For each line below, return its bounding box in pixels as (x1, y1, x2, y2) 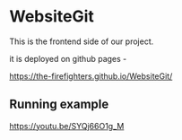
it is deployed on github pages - (9, 53, 127, 64)
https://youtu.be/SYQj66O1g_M (9, 120, 125, 131)
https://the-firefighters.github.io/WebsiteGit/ (9, 70, 173, 82)
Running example (9, 97, 109, 112)
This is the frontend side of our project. (9, 36, 154, 47)
